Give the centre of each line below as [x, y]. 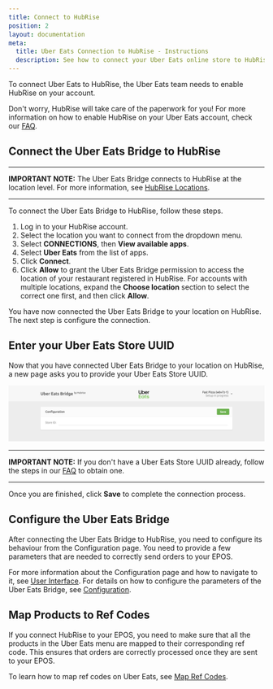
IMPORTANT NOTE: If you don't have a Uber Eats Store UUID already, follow [136, 462]
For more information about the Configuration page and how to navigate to [133, 572]
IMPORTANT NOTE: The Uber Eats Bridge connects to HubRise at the [125, 178]
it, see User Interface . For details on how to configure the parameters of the [135, 581]
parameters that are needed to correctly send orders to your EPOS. [121, 556]
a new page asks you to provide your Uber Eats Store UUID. [108, 373]
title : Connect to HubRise [54, 17]
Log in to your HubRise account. [74, 226]
